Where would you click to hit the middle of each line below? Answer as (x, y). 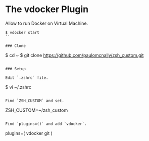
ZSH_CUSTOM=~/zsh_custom (37, 110)
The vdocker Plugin (47, 9)
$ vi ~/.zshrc (18, 87)
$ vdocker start (22, 32)
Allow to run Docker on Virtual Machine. (47, 23)
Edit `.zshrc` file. (27, 78)
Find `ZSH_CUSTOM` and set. (35, 101)
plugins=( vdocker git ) (29, 133)
